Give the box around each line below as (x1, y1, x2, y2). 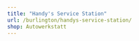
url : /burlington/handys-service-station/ (7, 17, 132, 24)
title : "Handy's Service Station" (7, 10, 108, 17)
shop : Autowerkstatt (7, 23, 67, 30)
